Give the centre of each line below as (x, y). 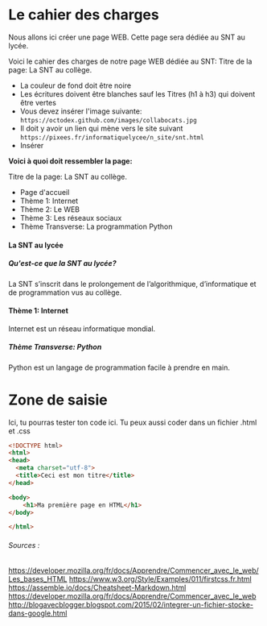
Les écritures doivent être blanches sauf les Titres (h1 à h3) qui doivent (138, 93)
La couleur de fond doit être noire (75, 85)
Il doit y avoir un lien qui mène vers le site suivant (101, 128)
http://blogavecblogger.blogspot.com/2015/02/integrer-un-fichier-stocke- (131, 604)
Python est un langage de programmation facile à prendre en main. (119, 367)
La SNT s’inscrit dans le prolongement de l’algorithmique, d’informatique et (132, 284)
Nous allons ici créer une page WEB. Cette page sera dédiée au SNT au (127, 37)
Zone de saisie (58, 400)
